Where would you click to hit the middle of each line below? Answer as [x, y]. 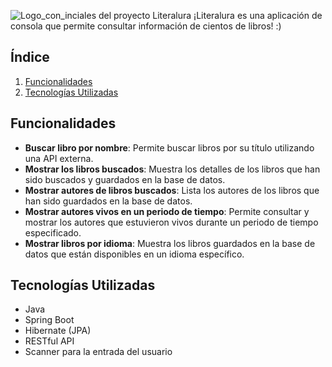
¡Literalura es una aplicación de [258, 15]
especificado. [53, 232]
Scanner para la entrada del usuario [98, 352]
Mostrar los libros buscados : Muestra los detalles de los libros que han [172, 169]
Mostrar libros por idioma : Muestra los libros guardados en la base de [170, 243]
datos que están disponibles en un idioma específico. [134, 254]
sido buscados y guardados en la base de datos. [125, 179]
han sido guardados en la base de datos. [108, 201]
